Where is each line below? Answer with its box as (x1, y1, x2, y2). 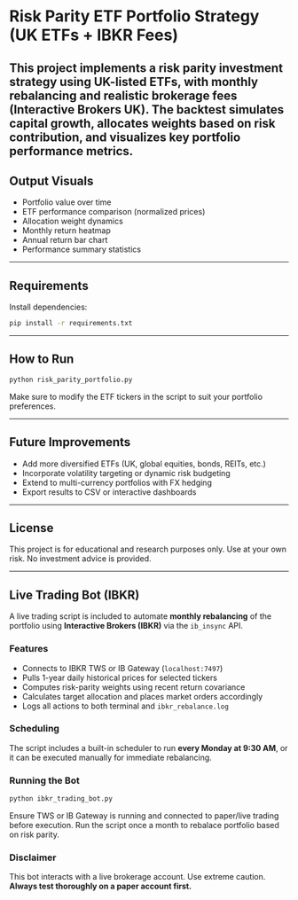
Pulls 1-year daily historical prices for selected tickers (21, 672, 217, 683)
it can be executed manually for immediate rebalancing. (9, 752, 213, 763)
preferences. (9, 401, 56, 411)
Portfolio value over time (21, 197, 112, 207)
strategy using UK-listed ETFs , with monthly (9, 74, 259, 90)
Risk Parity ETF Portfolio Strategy (9, 6, 260, 27)
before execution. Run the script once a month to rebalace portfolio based (9, 819, 279, 830)
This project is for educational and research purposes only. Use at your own (9, 544, 286, 555)
